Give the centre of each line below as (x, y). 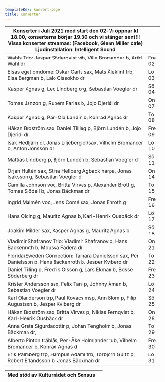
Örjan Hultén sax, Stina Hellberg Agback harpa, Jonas (69, 171)
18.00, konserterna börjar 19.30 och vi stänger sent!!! (75, 37)
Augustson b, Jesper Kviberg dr (44, 304)
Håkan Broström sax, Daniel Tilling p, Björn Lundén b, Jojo (74, 128)
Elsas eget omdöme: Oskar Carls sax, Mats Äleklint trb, (71, 72)
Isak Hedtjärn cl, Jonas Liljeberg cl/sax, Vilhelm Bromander (75, 142)
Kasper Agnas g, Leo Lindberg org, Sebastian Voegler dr (72, 89)
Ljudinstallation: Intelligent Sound (75, 49)
